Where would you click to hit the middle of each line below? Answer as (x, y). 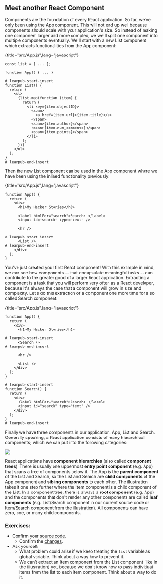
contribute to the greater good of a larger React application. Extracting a (77, 277)
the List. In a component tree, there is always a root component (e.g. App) (80, 492)
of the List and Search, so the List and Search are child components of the (80, 476)
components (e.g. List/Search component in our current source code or (77, 502)
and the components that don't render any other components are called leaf (81, 497)
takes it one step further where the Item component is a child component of (81, 487)
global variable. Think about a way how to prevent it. (72, 557)
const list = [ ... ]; (28, 64)
